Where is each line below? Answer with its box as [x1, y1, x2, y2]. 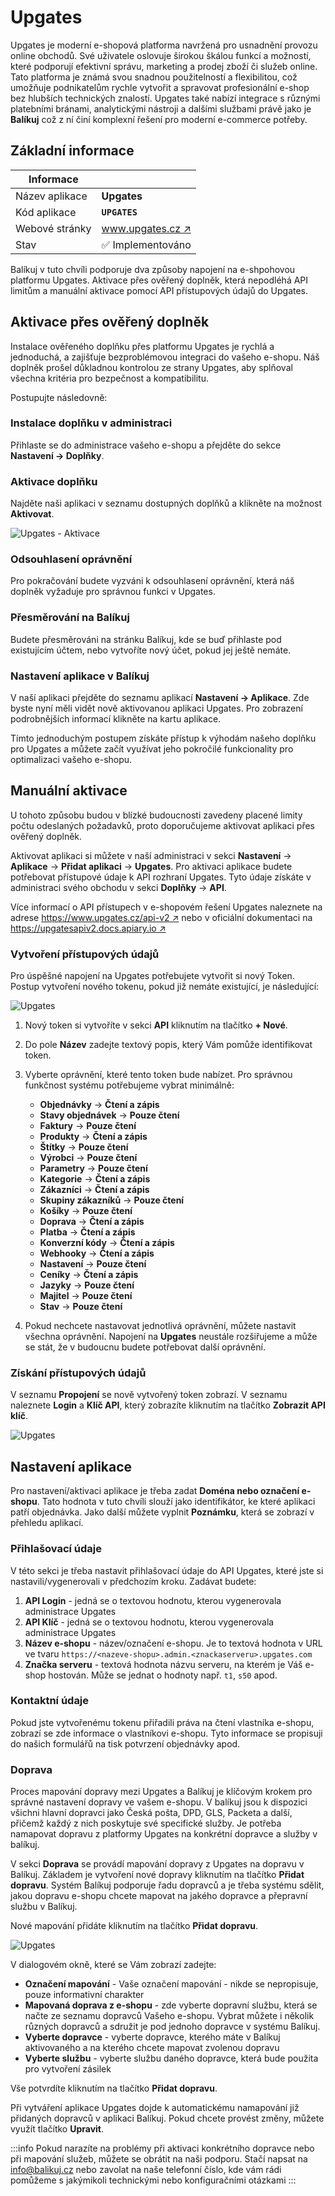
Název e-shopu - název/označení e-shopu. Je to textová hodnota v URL [24, 1637, 323, 1649]
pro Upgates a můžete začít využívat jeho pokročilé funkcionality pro [10, 743, 294, 755]
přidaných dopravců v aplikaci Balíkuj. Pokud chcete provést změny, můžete [10, 2112, 325, 2125]
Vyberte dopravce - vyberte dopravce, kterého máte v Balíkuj [24, 2031, 281, 2043]
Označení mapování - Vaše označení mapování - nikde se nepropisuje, [24, 1978, 319, 1990]
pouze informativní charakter [24, 1989, 145, 2001]
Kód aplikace [15, 205, 77, 219]
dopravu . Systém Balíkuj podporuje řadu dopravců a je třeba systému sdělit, [10, 1879, 325, 1891]
